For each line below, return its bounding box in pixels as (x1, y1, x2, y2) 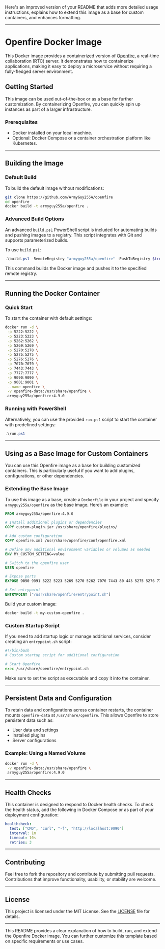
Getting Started (5, 83, 54, 91)
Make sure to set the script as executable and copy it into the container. (5, 675, 150, 681)
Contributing (5, 858, 45, 866)
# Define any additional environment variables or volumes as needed (5, 547, 151, 552)
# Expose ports (5, 574, 36, 579)
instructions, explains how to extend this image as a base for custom (5, 9, 144, 15)
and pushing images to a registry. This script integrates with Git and (5, 232, 142, 238)
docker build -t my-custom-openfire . (5, 610, 84, 615)
